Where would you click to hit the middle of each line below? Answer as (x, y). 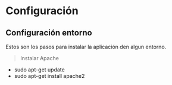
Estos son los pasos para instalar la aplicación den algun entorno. (86, 47)
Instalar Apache (39, 58)
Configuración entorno (49, 33)
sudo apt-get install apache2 (49, 76)
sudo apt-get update (39, 70)
